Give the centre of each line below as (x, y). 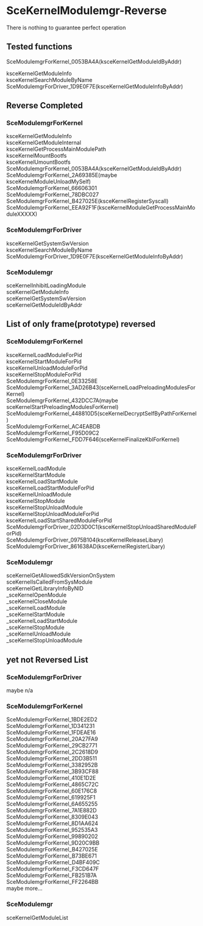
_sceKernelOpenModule (37, 595)
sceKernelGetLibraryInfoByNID (45, 589)
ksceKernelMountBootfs (37, 156)
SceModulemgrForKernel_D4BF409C (53, 862)
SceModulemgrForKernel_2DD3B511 (52, 759)
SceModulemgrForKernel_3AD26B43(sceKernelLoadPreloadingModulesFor (101, 387)
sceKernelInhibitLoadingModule (46, 285)
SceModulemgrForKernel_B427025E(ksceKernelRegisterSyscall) (87, 201)
